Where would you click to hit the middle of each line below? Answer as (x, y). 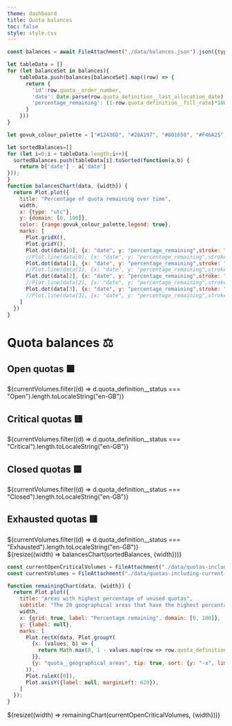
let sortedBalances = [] (40, 147)
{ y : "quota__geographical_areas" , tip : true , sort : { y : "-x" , (123, 663)
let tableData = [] (35, 64)
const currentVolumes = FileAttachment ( (66, 573)
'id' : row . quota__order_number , (77, 90)
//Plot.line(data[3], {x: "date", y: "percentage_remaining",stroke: (127, 295)
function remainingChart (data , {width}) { (69, 586)
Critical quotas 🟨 (45, 419)
